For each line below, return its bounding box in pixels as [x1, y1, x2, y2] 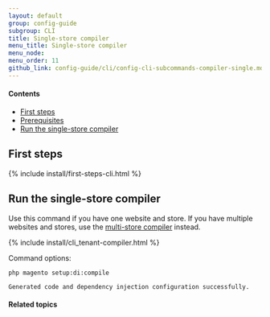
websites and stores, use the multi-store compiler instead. [8, 222, 201, 232]
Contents [8, 89, 40, 99]
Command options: [8, 253, 72, 262]
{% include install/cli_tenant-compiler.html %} [8, 237, 160, 247]
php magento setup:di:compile [8, 269, 110, 277]
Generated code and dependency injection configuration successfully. [8, 282, 250, 290]
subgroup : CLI [8, 27, 56, 35]
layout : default [8, 11, 63, 20]
